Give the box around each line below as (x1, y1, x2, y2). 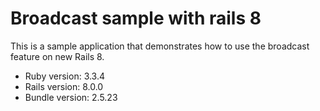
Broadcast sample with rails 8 (10, 7, 262, 30)
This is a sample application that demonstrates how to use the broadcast (10, 40, 310, 52)
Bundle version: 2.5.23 (24, 91, 118, 103)
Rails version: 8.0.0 (24, 80, 104, 92)
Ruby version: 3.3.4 (24, 70, 106, 82)
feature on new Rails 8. (10, 50, 105, 62)
